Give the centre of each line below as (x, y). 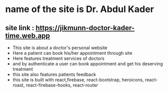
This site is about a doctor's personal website (60, 48)
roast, (19, 85)
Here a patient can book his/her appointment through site (72, 53)
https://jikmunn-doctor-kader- (85, 28)
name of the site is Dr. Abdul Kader (80, 9)
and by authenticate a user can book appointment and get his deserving (88, 64)
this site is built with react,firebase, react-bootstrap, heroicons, (78, 80)
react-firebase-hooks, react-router (62, 85)
